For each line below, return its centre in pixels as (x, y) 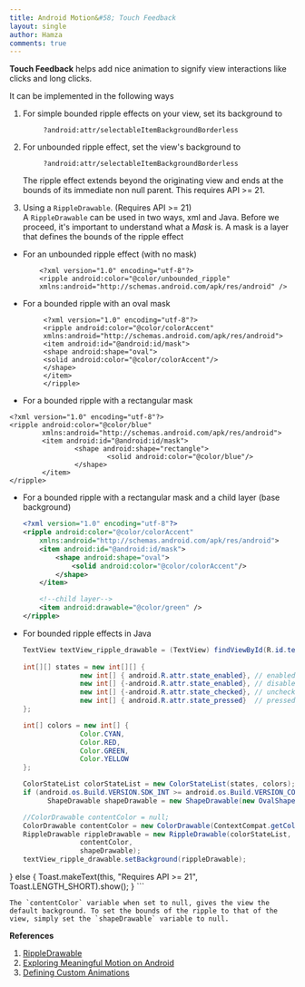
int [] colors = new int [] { (76, 725)
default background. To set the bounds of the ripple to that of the (144, 911)
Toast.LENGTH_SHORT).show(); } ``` (77, 886)
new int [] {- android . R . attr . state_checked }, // (172, 692)
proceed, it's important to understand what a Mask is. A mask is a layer (155, 227)
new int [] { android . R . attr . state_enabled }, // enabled (188, 675)
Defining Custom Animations (76, 972)
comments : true (38, 43)
